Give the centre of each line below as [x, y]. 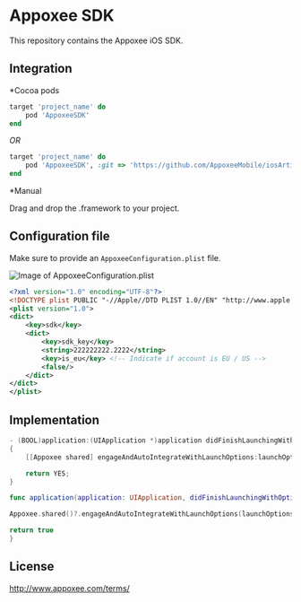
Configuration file [60, 236]
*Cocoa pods [34, 90]
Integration [41, 69]
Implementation [55, 419]
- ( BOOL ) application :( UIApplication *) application [106, 441]
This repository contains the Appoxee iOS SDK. [96, 40]
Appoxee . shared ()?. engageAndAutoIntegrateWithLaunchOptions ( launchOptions [152, 514]
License [32, 567]
